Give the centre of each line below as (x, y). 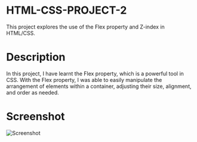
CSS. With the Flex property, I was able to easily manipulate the (84, 80)
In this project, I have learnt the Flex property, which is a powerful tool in (95, 73)
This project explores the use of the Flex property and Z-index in (86, 27)
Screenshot (36, 117)
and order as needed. (33, 92)
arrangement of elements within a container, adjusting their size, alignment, (99, 86)
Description (36, 57)
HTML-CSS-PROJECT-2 (67, 10)
